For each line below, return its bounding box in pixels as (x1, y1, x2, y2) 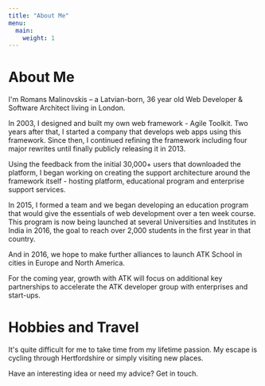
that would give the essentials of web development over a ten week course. (8, 209, 256, 219)
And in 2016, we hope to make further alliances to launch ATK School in (8, 250, 243, 259)
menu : (8, 19, 26, 27)
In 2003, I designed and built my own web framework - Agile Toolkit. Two (8, 119, 248, 128)
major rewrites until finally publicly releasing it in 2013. (8, 144, 186, 154)
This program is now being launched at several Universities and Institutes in (8, 217, 256, 227)
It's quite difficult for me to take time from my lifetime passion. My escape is (8, 345, 257, 355)
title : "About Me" (8, 11, 69, 20)
